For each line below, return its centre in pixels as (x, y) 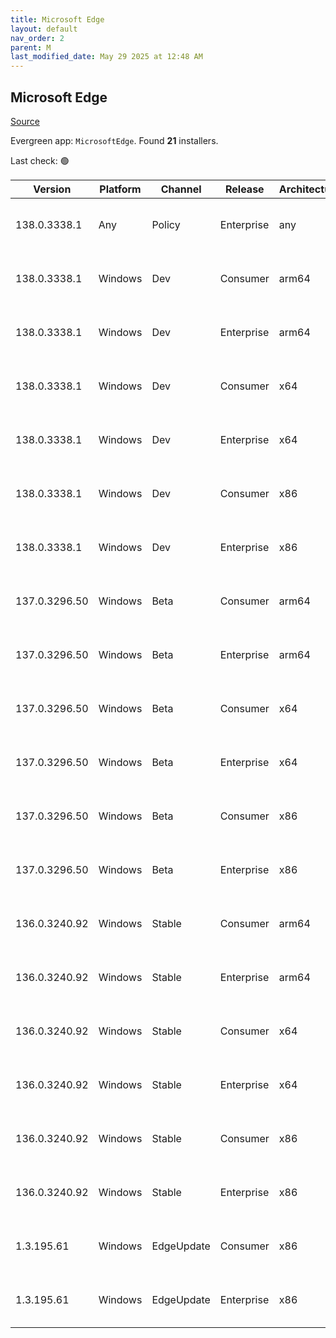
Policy (166, 224)
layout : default (44, 29)
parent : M (31, 47)
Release (245, 189)
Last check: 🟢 (40, 160)
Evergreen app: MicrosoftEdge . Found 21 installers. (114, 140)
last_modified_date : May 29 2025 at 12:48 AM (106, 57)
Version (52, 189)
